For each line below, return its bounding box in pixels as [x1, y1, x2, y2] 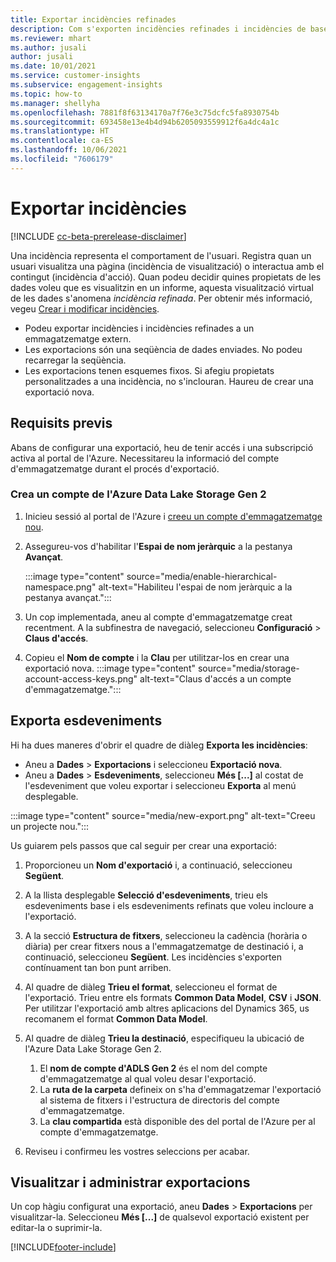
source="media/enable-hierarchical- [126, 570, 278, 582]
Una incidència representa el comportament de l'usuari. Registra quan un [10, 249, 312, 261]
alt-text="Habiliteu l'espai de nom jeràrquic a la [98, 581, 293, 593]
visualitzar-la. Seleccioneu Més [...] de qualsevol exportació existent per [10, 1211, 310, 1223]
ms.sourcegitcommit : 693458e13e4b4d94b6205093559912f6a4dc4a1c [10, 117, 280, 127]
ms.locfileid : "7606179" [10, 154, 114, 164]
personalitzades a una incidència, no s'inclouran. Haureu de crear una [24, 375, 314, 387]
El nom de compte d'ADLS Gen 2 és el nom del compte [39, 1062, 268, 1074]
